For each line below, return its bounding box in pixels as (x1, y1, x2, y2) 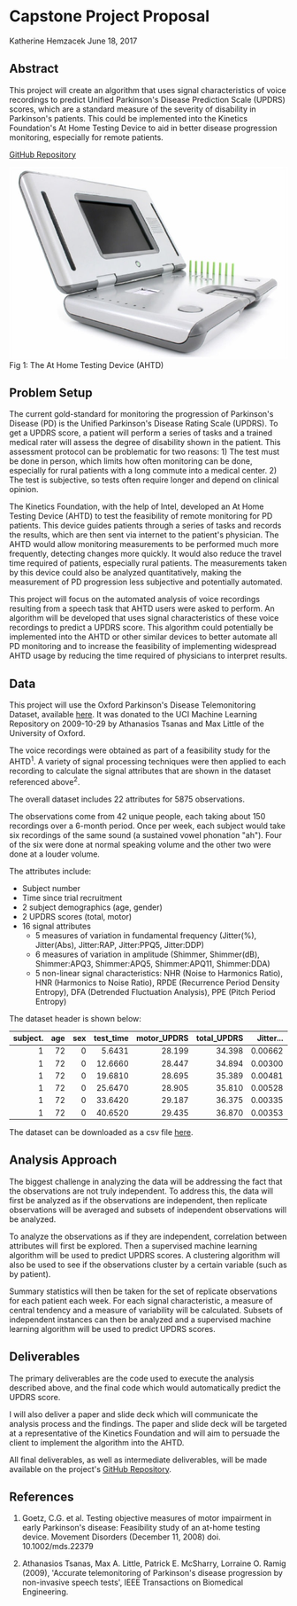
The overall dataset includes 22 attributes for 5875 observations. (9, 794, 246, 804)
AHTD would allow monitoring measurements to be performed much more (9, 539, 279, 550)
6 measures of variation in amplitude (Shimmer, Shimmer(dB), (34, 949, 261, 960)
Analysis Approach (9, 1153, 118, 1168)
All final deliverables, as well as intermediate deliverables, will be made (9, 1454, 268, 1465)
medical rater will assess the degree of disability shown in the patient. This (9, 437, 281, 448)
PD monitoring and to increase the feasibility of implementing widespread (9, 641, 277, 652)
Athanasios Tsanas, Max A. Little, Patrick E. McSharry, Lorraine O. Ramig (21, 1558, 286, 1569)
